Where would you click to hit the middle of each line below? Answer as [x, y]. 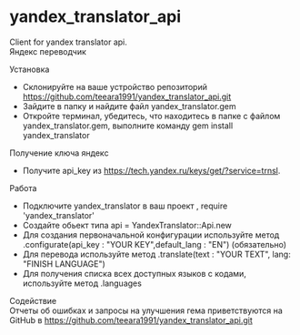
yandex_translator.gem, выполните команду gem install [128, 126]
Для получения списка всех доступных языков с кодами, [135, 273]
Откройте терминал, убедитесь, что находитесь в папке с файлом [151, 116]
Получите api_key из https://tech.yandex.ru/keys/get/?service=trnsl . [151, 170]
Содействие [33, 300]
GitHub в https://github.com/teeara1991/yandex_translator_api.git [131, 320]
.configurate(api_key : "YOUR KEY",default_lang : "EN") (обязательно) [155, 244]
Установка [30, 69]
